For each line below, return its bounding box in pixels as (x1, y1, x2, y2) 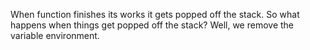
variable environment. (10, 30, 100, 41)
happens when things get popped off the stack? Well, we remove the (10, 19, 295, 31)
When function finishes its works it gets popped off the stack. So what (10, 9, 300, 20)
